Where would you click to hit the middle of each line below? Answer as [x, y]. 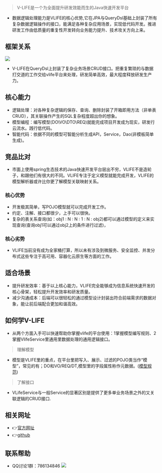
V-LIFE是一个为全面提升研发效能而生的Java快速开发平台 [73, 8]
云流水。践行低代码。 [33, 128]
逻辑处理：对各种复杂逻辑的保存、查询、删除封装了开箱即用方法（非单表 [84, 110]
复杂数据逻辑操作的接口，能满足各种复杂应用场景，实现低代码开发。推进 [84, 24]
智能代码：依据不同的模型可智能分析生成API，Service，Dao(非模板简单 [83, 134]
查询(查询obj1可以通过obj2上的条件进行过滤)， [62, 225]
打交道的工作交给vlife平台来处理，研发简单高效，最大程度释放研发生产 [82, 74]
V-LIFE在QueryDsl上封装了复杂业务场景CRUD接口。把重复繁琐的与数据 [83, 68]
